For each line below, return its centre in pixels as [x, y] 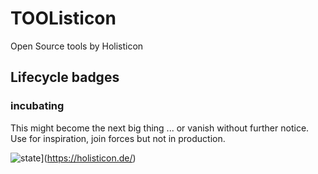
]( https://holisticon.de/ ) [88, 158]
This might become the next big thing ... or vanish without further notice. [160, 128]
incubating [37, 106]
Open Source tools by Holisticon [77, 46]
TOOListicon [63, 18]
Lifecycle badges [65, 77]
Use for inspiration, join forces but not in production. [118, 138]
